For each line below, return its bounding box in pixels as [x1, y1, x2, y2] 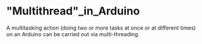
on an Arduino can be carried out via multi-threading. [6, 30, 140, 37]
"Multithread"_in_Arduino [6, 4, 140, 18]
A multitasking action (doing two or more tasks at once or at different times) [6, 24, 197, 31]
